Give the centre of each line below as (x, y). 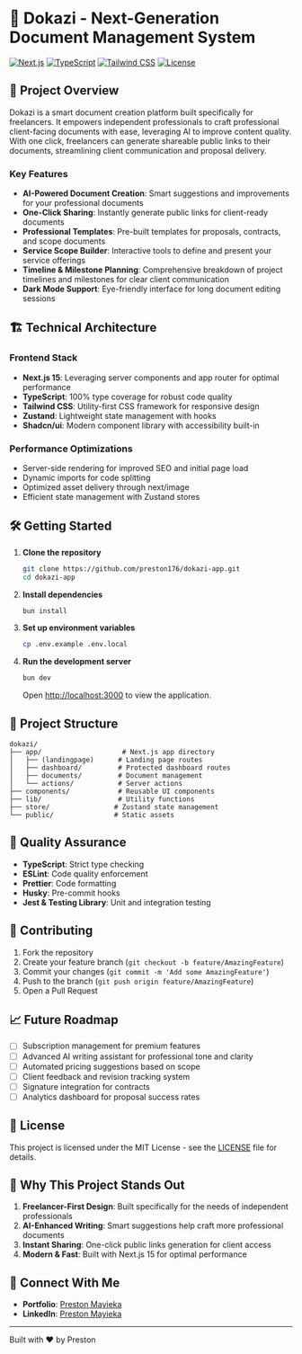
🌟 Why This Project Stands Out (97, 1185)
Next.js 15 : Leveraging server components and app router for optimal (151, 378)
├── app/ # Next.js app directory (112, 753)
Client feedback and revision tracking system (106, 1076)
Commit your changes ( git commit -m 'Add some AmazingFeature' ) (146, 971)
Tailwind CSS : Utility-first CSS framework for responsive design (141, 406)
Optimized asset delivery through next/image (106, 487)
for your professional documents (83, 203)
